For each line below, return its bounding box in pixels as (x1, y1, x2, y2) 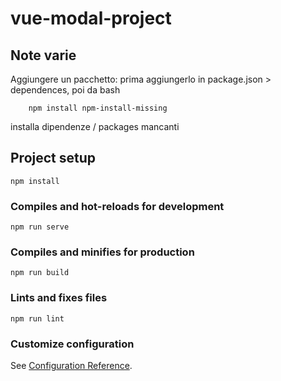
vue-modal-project (10, 7, 172, 30)
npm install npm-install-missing (28, 103, 168, 113)
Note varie (10, 47, 77, 64)
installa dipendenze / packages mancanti (10, 121, 180, 132)
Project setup (10, 150, 97, 167)
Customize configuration (10, 337, 135, 351)
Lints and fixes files (10, 291, 108, 305)
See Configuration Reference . (10, 360, 133, 371)
